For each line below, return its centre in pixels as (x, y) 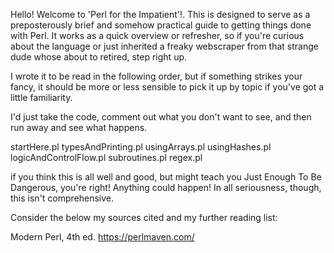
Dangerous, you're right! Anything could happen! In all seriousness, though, (166, 187)
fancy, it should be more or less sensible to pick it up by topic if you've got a (167, 87)
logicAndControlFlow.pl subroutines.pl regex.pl (106, 157)
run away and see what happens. (79, 127)
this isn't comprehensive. (62, 198)
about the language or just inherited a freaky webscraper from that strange (164, 46)
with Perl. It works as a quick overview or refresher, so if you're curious (157, 35)
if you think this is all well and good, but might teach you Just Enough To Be (166, 177)
